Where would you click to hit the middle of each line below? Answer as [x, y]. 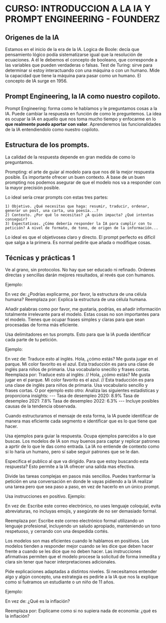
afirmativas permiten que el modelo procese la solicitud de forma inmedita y [83, 557]
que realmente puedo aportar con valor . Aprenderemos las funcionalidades [83, 124]
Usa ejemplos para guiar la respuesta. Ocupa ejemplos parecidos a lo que [81, 436]
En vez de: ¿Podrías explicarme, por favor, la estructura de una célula [76, 294]
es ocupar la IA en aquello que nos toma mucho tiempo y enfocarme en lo [81, 119]
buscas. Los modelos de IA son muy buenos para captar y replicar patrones [83, 441]
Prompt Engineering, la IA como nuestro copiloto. [83, 96]
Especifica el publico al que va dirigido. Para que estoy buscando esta [77, 462]
